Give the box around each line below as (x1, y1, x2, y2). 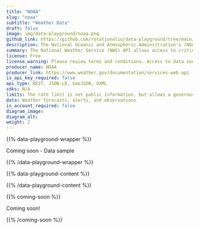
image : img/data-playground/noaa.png (6, 31, 99, 37)
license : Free (6, 53, 41, 59)
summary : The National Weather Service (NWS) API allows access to (6, 48, 176, 54)
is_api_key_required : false (6, 75, 76, 81)
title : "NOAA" (6, 8, 41, 15)
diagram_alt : (6, 114, 38, 120)
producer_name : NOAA (6, 64, 57, 70)
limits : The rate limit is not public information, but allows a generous (6, 92, 195, 98)
